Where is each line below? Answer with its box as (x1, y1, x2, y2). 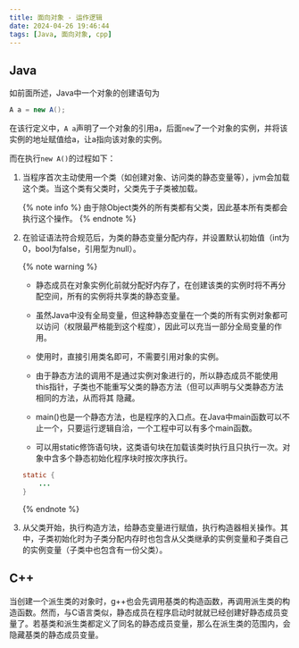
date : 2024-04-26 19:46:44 (9, 21, 110, 30)
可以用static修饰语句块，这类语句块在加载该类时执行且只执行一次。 (35, 442, 283, 452)
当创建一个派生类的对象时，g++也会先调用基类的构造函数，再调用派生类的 (9, 595, 283, 606)
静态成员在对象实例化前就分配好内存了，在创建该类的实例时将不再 (35, 280, 278, 290)
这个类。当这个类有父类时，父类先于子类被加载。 (21, 183, 203, 194)
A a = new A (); (9, 105, 66, 114)
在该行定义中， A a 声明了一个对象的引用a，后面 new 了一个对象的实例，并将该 (9, 122, 288, 134)
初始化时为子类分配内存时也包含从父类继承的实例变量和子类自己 (53, 533, 288, 543)
